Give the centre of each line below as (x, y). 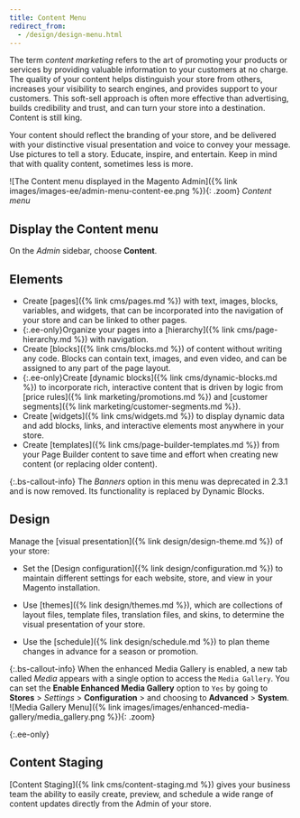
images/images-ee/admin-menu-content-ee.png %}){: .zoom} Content (141, 191)
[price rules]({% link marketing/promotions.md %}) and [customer (145, 397)
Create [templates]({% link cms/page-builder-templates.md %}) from (151, 445)
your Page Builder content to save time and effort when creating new (150, 454)
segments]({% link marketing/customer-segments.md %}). (132, 406)
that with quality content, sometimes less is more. (101, 164)
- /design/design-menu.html (70, 34)
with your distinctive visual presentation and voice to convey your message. (150, 144)
